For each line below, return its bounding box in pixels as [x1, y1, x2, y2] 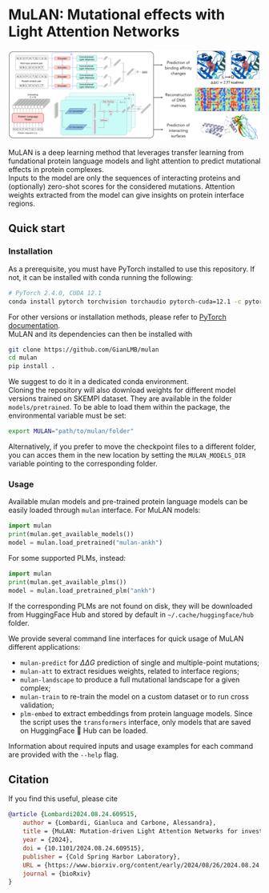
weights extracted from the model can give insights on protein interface [8, 190, 244, 200]
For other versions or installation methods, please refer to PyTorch [8, 312, 227, 322]
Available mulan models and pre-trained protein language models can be [8, 497, 248, 507]
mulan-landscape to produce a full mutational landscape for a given [19, 675, 240, 684]
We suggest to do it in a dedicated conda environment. [8, 377, 190, 386]
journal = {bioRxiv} [22, 870, 91, 878]
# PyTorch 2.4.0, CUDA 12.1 [8, 289, 102, 297]
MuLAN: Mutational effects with [8, 6, 226, 24]
